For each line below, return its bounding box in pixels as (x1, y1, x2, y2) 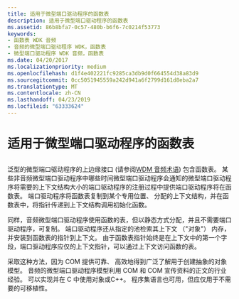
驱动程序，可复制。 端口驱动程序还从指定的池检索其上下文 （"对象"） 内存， (7, 224, 230, 233)
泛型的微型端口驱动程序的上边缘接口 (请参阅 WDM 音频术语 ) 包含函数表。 (7, 165, 221, 174)
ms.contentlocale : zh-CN (7, 89, 81, 97)
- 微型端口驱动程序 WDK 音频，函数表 (7, 50, 105, 58)
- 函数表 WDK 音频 (7, 37, 57, 44)
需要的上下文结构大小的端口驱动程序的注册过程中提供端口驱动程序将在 (19, 183, 225, 192)
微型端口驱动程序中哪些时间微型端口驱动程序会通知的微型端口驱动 (31, 174, 225, 183)
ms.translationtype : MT (7, 83, 78, 90)
